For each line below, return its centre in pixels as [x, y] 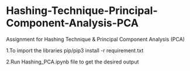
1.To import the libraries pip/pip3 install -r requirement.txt [75, 50]
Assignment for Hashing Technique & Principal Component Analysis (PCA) [96, 39]
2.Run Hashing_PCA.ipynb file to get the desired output [72, 62]
